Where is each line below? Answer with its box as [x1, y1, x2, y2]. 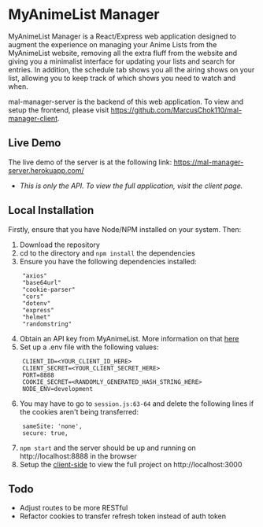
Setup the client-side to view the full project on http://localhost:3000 [19, 459, 243, 469]
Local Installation [8, 204, 94, 217]
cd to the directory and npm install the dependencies [19, 248, 195, 257]
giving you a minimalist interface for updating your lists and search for [8, 57, 235, 66]
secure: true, [22, 429, 69, 437]
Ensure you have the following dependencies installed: [19, 256, 197, 266]
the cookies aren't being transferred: [19, 407, 139, 416]
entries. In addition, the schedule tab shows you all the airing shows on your [8, 64, 255, 74]
